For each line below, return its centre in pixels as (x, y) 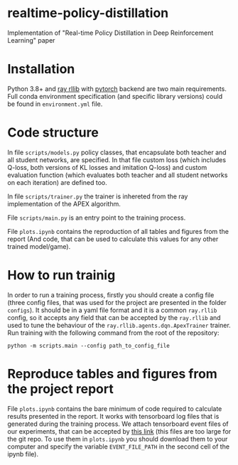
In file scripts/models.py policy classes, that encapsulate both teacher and (117, 152)
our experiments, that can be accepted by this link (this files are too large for (119, 431)
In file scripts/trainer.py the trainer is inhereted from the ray (98, 196)
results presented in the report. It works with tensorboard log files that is (113, 416)
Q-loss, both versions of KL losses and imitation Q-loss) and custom (107, 167)
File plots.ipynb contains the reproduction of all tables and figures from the (118, 231)
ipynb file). (23, 454)
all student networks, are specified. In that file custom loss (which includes (117, 160)
